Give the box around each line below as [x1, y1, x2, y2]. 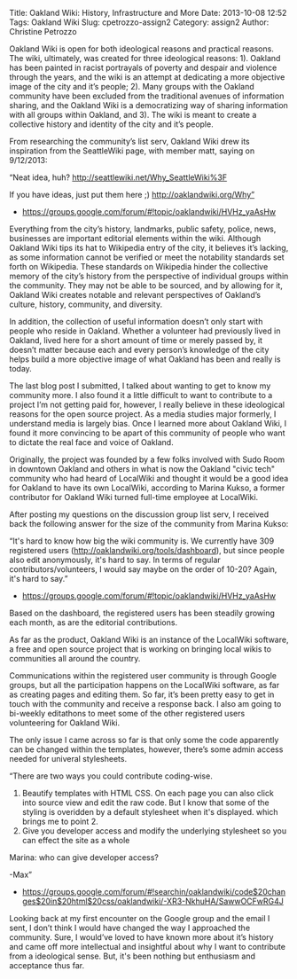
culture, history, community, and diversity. [9, 299, 163, 309]
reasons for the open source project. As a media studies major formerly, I [9, 409, 277, 419]
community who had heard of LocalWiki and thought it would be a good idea [9, 474, 289, 483]
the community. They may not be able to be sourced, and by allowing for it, [9, 280, 284, 291]
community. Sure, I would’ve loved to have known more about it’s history [9, 932, 274, 943]
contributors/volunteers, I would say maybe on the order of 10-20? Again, [9, 564, 277, 575]
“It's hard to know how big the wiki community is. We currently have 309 [9, 536, 275, 546]
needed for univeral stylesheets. [9, 754, 127, 764]
